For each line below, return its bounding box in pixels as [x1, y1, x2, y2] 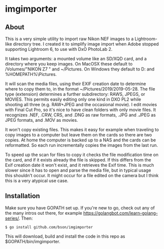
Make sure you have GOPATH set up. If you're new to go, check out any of [5, 204, 155, 211]
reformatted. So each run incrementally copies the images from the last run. [5, 142, 158, 148]
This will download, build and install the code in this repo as [5, 233, 125, 239]
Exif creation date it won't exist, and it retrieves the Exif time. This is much [5, 162, 154, 168]
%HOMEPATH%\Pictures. [5, 71, 57, 77]
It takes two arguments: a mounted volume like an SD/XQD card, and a [5, 56, 147, 62]
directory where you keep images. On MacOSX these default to [5, 61, 133, 67]
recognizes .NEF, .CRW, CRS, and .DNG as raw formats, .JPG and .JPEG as [5, 112, 156, 118]
